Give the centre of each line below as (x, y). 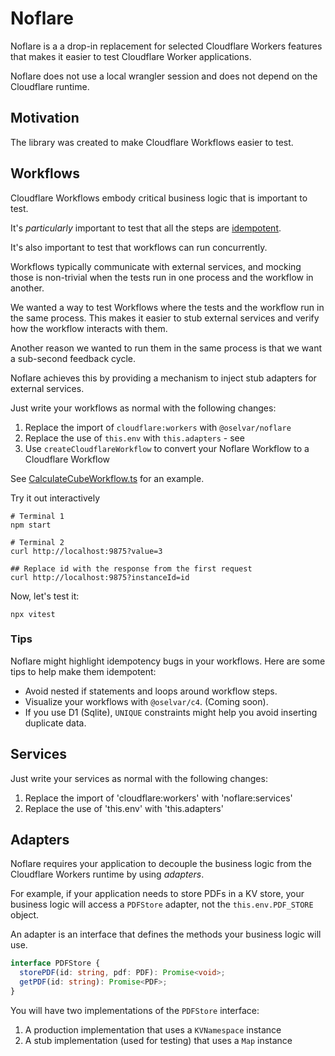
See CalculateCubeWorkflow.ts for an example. (107, 478)
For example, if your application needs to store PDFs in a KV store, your (157, 894)
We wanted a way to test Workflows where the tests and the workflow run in (167, 307)
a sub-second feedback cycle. (73, 358)
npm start (31, 525)
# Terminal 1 (37, 516)
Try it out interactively (55, 498)
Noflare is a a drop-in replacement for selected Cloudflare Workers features (166, 46)
